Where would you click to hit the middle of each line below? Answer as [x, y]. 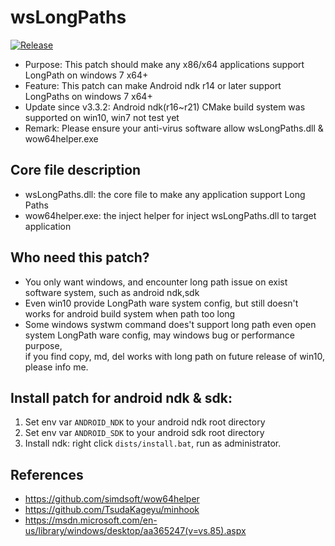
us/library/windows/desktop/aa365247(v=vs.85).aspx [135, 531]
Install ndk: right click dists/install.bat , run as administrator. [153, 443]
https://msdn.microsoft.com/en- [91, 520]
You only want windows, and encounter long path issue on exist [156, 282]
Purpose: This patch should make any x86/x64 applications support [164, 64]
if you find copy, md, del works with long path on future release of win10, [174, 356]
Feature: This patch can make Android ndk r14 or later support [153, 85]
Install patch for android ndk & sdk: [121, 397]
